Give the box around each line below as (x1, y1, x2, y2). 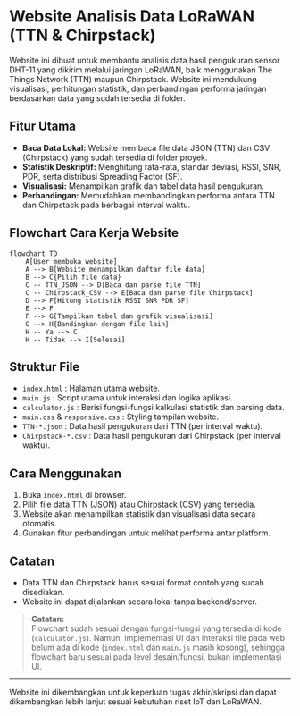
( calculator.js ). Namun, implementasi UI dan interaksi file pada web (30, 633, 286, 643)
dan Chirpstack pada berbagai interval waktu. (21, 199, 191, 210)
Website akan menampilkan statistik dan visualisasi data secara (21, 509, 256, 519)
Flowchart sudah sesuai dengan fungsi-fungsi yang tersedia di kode (30, 623, 282, 634)
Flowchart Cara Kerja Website (9, 225, 179, 240)
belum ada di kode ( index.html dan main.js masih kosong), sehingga (30, 642, 286, 653)
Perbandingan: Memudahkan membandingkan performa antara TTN (21, 190, 275, 200)
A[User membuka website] (25, 257, 118, 265)
